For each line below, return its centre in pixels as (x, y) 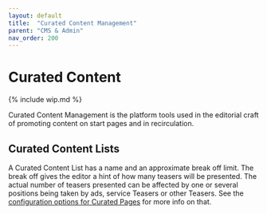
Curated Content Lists (64, 149)
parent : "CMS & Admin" (46, 30)
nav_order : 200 (33, 38)
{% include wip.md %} (45, 100)
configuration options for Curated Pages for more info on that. (110, 202)
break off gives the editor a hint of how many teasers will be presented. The (133, 176)
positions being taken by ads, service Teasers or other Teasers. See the (126, 193)
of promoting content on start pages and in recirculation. (101, 124)
